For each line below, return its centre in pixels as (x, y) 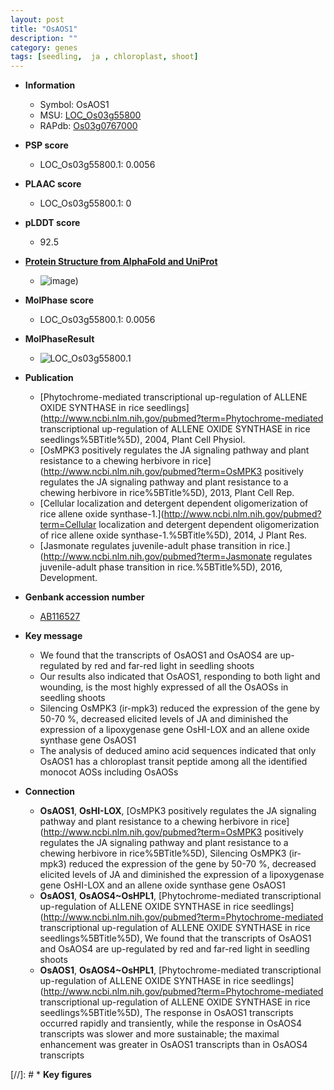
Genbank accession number (84, 597)
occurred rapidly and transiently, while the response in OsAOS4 (170, 1023)
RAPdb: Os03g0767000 (88, 126)
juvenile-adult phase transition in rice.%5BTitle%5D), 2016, (161, 567)
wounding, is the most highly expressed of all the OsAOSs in (164, 687)
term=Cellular (68, 525)
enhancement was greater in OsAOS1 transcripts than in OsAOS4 (173, 1045)
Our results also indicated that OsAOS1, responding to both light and (180, 677)
